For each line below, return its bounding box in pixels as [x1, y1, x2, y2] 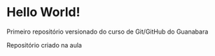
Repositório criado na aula [6, 41, 82, 49]
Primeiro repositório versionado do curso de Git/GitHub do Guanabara [6, 27, 209, 36]
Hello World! [6, 4, 81, 20]
